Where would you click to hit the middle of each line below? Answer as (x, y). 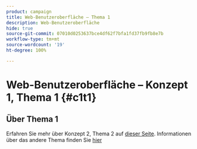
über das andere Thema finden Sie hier (54, 140)
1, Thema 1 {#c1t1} (51, 97)
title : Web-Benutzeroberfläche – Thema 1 (58, 17)
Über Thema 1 (32, 119)
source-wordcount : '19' (36, 45)
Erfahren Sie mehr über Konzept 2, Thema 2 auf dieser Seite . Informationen (99, 134)
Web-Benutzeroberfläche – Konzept (97, 85)
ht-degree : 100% (26, 50)
